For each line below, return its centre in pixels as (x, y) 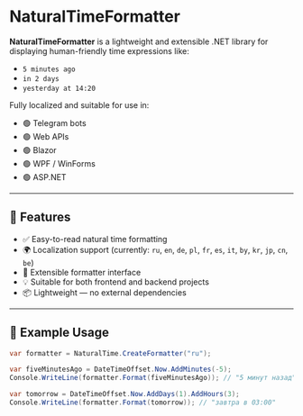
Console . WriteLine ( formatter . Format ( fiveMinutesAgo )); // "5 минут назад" (153, 378)
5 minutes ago (49, 69)
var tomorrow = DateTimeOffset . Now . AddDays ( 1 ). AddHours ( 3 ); (125, 394)
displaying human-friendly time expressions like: (99, 50)
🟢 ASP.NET (44, 176)
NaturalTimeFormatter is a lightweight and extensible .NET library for (139, 41)
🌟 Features (40, 217)
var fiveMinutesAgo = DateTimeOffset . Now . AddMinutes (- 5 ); (120, 370)
